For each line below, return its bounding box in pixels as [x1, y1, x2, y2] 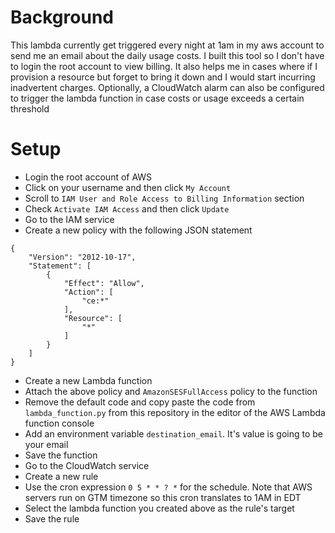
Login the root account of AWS [24, 171, 153, 183]
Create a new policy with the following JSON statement [24, 224, 253, 236]
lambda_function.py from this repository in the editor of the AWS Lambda [24, 406, 326, 418]
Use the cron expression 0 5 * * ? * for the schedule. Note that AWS [24, 481, 313, 493]
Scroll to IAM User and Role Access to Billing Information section [24, 192, 305, 204]
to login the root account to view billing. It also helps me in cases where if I [10, 60, 318, 72]
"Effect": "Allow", [63, 278, 145, 288]
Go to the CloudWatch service [24, 459, 150, 471]
